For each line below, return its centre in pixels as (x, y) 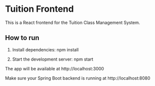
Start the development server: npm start (53, 59)
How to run (22, 38)
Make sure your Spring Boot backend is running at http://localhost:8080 (78, 78)
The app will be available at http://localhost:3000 (55, 68)
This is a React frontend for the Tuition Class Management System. (73, 22)
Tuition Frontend (39, 9)
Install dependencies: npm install (45, 49)
